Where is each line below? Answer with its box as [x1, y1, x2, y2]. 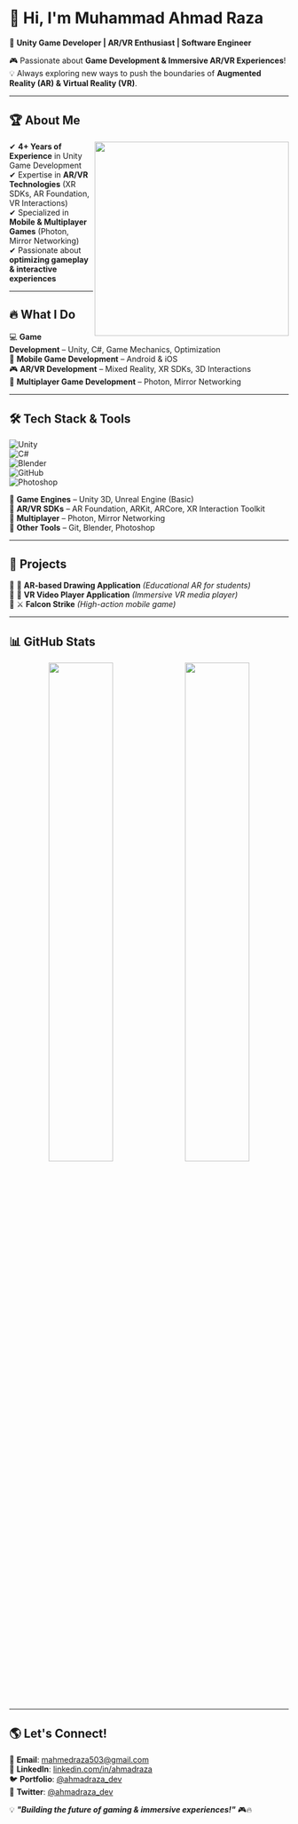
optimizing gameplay [9, 254, 89, 265]
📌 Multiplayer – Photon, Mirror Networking [9, 513, 166, 524]
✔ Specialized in [9, 207, 69, 217]
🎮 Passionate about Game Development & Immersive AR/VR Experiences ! [9, 55, 286, 66]
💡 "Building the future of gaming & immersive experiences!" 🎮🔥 [9, 1804, 253, 1814]
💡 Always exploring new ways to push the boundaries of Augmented [9, 67, 262, 78]
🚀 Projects [9, 557, 67, 572]
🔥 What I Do [9, 307, 76, 322]
